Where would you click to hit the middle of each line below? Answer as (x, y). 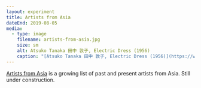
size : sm (28, 45)
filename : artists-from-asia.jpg (59, 40)
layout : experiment (31, 12)
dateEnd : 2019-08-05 (32, 23)
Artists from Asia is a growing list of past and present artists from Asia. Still (98, 73)
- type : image (29, 34)
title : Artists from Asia (38, 17)
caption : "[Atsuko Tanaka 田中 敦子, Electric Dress (82, 56)
